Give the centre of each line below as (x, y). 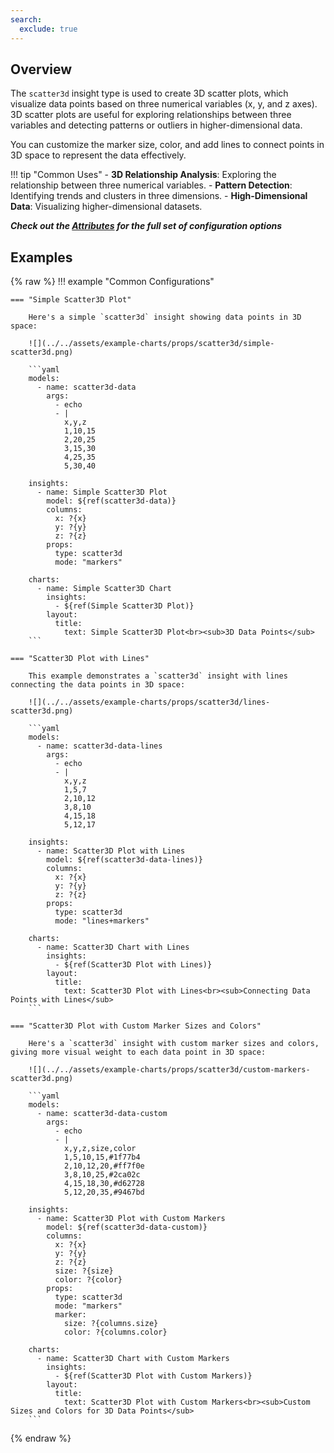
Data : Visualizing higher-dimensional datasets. (106, 207)
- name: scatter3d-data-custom (102, 1114)
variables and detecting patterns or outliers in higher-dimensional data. (156, 125)
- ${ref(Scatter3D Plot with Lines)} (133, 965)
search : (26, 19)
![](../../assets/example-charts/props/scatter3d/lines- (149, 702)
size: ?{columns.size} (111, 1324)
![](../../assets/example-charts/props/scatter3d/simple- (151, 344)
